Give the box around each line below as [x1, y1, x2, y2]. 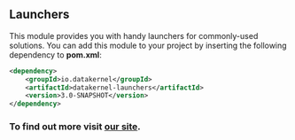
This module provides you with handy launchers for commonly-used [9, 30, 259, 41]
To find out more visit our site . [9, 121, 142, 133]
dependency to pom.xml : [9, 49, 102, 60]
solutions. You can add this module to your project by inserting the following [9, 40, 287, 51]
